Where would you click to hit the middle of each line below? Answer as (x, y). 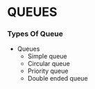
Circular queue (49, 64)
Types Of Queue (35, 34)
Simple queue (47, 56)
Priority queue (48, 71)
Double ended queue (58, 79)
